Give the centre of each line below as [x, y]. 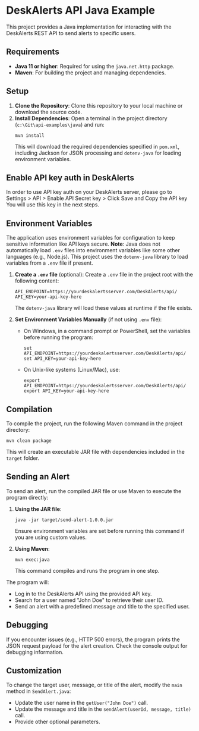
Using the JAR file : [38, 509]
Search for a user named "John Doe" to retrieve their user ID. [89, 600]
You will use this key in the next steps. [53, 205]
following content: [37, 281]
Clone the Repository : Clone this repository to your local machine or [99, 105]
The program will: [28, 582]
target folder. [23, 458]
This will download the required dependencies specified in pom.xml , [97, 146]
